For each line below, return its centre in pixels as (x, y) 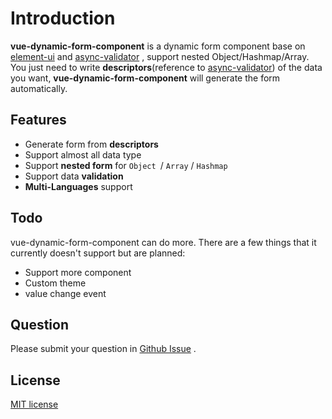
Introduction (63, 18)
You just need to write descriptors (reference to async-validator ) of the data (166, 67)
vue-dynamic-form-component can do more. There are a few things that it (163, 242)
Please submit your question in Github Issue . (103, 349)
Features (38, 120)
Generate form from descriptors (91, 144)
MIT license (34, 404)
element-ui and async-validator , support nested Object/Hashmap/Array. (160, 56)
